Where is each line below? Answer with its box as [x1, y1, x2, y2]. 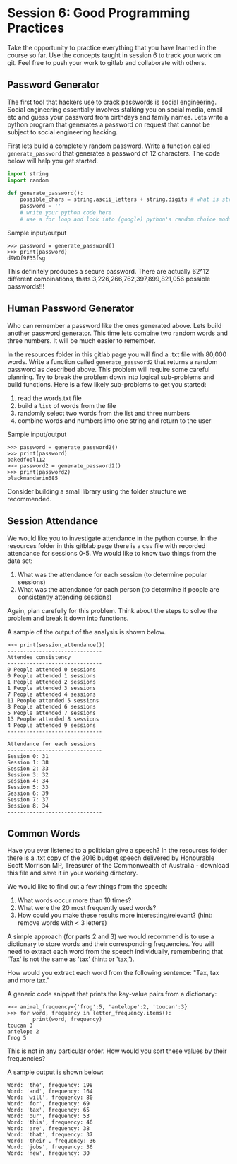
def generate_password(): [7, 190, 83, 197]
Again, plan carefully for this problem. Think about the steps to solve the [7, 606, 217, 615]
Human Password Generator [7, 303, 135, 315]
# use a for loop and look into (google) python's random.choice [20, 216, 217, 223]
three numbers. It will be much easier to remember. [7, 336, 156, 344]
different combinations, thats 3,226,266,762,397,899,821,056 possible [7, 274, 211, 283]
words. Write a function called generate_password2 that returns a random [7, 357, 218, 366]
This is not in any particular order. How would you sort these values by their [7, 1047, 227, 1055]
